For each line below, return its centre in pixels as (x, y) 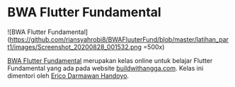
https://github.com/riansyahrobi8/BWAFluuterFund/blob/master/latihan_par (119, 39)
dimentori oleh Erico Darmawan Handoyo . (68, 76)
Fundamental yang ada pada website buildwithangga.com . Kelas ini (105, 68)
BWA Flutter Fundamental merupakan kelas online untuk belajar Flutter (110, 60)
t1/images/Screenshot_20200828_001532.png (75, 47)
